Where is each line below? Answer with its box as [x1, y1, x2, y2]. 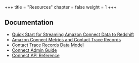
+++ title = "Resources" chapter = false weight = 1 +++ [4, 4, 117, 10]
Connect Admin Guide [11, 47, 57, 53]
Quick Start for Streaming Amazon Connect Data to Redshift [11, 31, 134, 37]
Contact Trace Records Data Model [11, 42, 84, 48]
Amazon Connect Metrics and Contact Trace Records [11, 36, 121, 42]
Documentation [4, 18, 54, 27]
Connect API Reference [11, 52, 60, 58]
